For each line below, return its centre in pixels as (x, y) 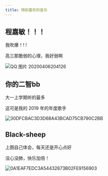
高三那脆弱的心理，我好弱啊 (34, 56)
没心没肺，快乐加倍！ (27, 158)
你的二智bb (23, 84)
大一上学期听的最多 (25, 98)
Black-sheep (26, 135)
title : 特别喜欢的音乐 (26, 10)
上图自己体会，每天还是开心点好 (38, 148)
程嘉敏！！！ (25, 32)
